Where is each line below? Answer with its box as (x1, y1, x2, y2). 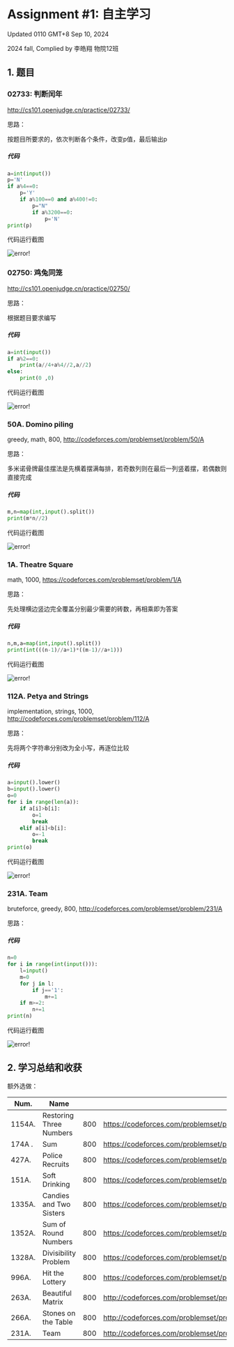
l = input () (19, 967, 49, 975)
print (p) (7, 222, 33, 229)
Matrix (42, 1297, 64, 1307)
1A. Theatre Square (7, 560, 74, 570)
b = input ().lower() (7, 786, 61, 793)
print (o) (7, 844, 33, 851)
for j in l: (19, 980, 54, 987)
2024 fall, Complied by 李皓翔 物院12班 (7, 44, 119, 52)
